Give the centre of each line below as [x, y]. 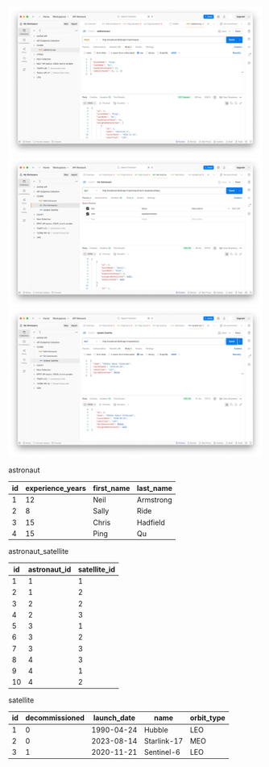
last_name [155, 488]
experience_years [56, 488]
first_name [112, 488]
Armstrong [154, 500]
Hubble [156, 730]
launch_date [114, 718]
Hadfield [151, 522]
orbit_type [207, 718]
